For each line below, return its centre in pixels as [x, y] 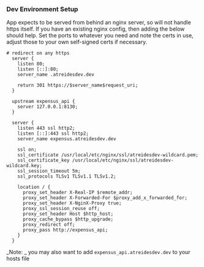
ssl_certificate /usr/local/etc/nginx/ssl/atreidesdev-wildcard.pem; [108, 155]
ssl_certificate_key [43, 160]
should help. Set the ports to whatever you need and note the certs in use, [100, 36]
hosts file [18, 258]
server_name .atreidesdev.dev [56, 75]
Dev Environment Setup [42, 9]
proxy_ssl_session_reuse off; [61, 209]
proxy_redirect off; [49, 225]
